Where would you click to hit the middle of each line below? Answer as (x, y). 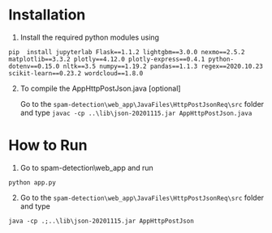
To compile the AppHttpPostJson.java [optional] (100, 88)
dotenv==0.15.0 (34, 66)
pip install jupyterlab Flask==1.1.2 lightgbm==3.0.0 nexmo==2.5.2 (127, 52)
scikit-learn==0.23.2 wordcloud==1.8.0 (76, 73)
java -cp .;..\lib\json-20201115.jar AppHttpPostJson (101, 221)
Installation (47, 15)
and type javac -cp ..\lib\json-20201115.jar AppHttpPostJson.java (136, 112)
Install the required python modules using (90, 37)
